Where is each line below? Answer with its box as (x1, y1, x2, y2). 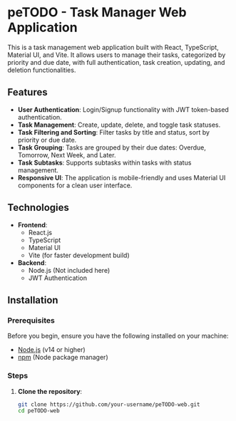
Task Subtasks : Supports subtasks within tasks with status (17, 158, 192, 167)
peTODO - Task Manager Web (7, 4, 187, 21)
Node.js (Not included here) (28, 266, 111, 274)
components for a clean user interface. (17, 181, 133, 189)
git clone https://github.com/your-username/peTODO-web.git (17, 400, 200, 408)
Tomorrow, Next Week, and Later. (17, 150, 116, 159)
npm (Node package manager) (17, 353, 108, 362)
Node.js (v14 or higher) (17, 345, 86, 354)
